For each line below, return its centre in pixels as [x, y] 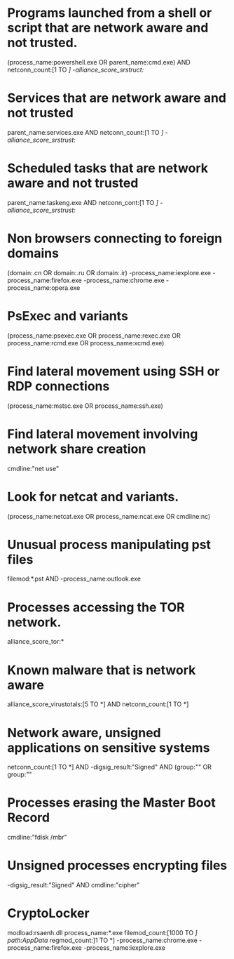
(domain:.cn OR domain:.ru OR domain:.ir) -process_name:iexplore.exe [109, 272]
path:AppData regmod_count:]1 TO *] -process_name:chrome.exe [102, 940]
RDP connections [58, 386]
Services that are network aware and [117, 98]
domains [33, 253]
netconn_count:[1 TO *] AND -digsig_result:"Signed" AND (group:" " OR [110, 767]
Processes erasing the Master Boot [111, 803]
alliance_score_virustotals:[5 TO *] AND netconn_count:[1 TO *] [98, 704]
